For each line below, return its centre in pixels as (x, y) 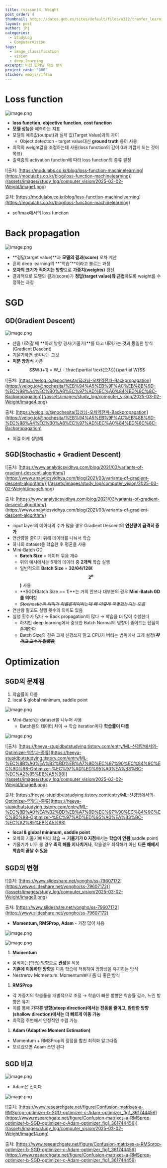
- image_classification (34, 51)
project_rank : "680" (27, 70)
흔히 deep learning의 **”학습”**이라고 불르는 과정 (61, 263)
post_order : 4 (20, 14)
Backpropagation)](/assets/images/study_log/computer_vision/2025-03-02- (83, 396)
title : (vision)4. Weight (32, 10)
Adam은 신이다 (27, 1086)
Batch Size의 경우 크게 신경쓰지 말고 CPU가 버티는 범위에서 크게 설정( (87, 635)
